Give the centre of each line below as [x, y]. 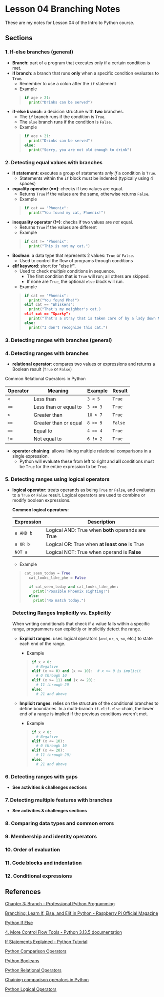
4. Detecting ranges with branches [47, 353]
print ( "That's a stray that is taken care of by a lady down [92, 319]
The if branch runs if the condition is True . [62, 117]
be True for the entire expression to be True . [63, 466]
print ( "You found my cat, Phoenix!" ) [67, 213]
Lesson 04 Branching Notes [63, 9]
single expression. [31, 456]
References [23, 892]
